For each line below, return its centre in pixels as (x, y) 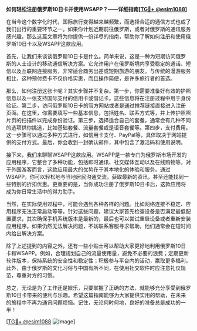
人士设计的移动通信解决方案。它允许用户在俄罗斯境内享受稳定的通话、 (101, 63)
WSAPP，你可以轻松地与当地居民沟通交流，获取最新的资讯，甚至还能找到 (95, 177)
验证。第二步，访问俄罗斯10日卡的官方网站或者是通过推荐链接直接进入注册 (96, 106)
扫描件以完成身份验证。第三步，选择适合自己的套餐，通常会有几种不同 (106, 120)
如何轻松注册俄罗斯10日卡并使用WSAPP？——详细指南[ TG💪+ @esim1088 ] (97, 9)
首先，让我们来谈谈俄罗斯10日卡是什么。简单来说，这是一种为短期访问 (91, 56)
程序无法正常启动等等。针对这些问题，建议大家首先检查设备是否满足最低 (98, 211)
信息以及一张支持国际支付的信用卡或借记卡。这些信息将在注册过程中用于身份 (98, 98)
